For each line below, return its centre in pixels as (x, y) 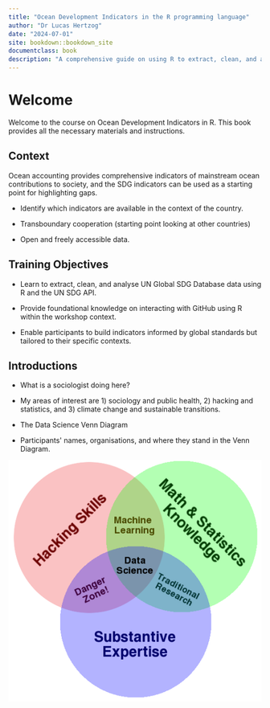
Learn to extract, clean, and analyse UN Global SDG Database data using (141, 284)
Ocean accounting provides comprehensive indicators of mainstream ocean (134, 175)
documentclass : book (43, 51)
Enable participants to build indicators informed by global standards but (139, 332)
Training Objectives (58, 265)
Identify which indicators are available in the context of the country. (131, 208)
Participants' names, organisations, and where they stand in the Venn (135, 440)
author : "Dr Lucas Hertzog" (55, 25)
